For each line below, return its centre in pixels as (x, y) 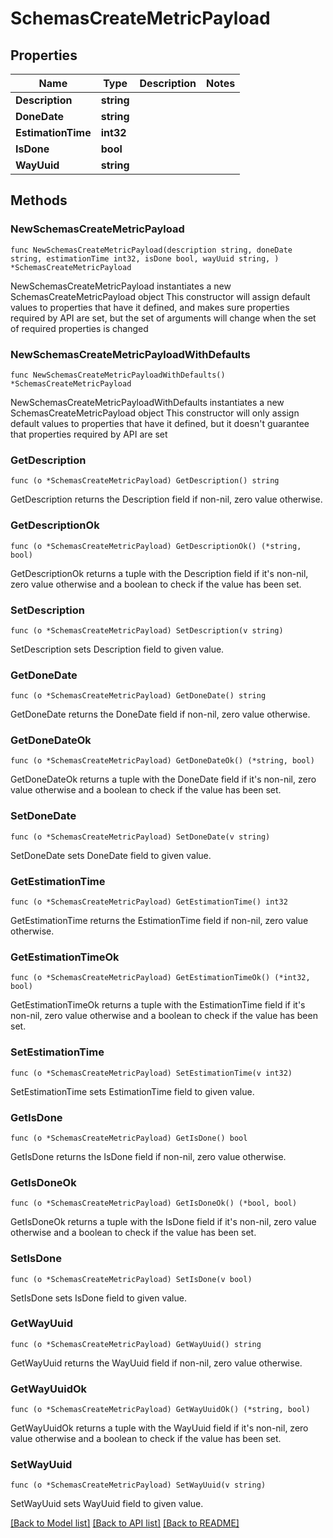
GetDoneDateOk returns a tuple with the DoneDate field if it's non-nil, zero (163, 779)
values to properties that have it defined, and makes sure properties (150, 307)
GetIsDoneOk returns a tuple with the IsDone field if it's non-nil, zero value (163, 1222)
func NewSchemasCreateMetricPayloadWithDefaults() (118, 375)
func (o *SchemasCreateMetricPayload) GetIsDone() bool (129, 1138)
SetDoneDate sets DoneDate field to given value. (111, 855)
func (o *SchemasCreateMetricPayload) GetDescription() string (145, 481)
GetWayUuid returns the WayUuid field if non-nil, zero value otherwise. (156, 1363)
